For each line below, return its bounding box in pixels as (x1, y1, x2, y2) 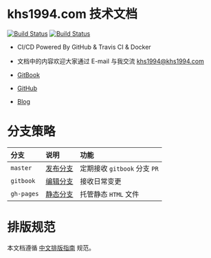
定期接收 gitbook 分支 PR (80, 163, 159, 173)
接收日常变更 (80, 176, 122, 186)
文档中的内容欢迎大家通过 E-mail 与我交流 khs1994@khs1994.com (16, 56, 205, 65)
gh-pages (10, 190, 39, 197)
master (10, 164, 32, 172)
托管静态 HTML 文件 (80, 189, 140, 199)
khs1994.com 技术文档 (7, 6, 137, 22)
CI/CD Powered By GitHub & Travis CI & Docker (16, 43, 151, 51)
